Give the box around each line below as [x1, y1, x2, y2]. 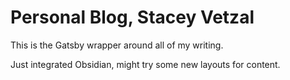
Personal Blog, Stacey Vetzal [10, 6, 255, 29]
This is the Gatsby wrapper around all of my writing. [10, 39, 224, 51]
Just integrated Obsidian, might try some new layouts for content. [10, 58, 281, 70]
